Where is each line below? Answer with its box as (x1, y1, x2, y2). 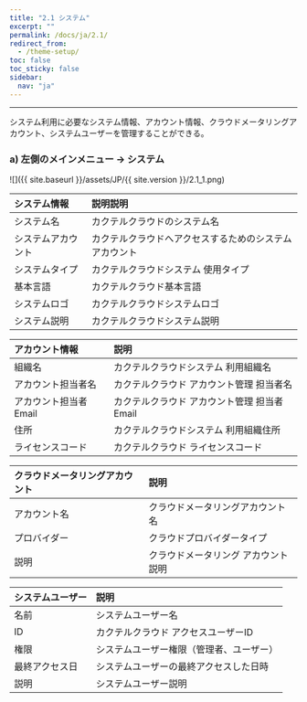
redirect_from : (9, 38, 68, 48)
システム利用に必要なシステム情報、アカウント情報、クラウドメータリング (9, 116, 290, 127)
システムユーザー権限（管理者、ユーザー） (95, 643, 279, 655)
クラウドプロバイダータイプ (148, 531, 268, 544)
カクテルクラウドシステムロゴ (90, 297, 219, 310)
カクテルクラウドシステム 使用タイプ (90, 262, 249, 275)
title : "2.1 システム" (9, 13, 90, 23)
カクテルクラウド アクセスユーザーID (95, 625, 254, 638)
